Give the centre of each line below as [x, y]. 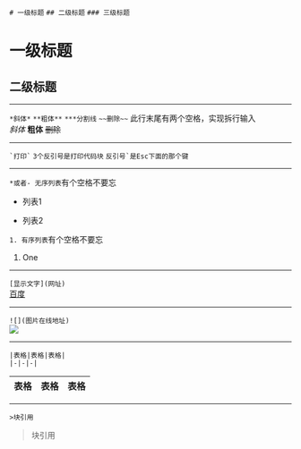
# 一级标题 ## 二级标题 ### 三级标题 [70, 13]
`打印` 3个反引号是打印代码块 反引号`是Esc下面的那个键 [99, 157]
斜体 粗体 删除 [35, 129]
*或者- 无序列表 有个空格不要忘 [63, 182]
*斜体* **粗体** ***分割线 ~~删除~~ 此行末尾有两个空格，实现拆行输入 [133, 118]
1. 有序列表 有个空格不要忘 [56, 239]
